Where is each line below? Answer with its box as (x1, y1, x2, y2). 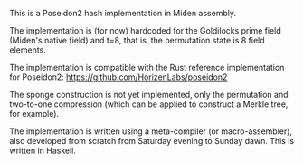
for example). (9, 109, 60, 119)
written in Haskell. (9, 145, 77, 156)
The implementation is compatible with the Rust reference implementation (9, 62, 285, 72)
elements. (9, 44, 47, 55)
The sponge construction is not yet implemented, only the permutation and (9, 90, 289, 100)
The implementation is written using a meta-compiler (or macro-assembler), (9, 126, 292, 137)
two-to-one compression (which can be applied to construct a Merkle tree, (9, 99, 289, 110)
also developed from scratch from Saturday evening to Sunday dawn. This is (9, 136, 295, 146)
